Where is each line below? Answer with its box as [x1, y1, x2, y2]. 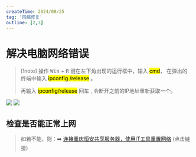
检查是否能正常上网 [6, 119, 76, 129]
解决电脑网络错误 [6, 47, 90, 60]
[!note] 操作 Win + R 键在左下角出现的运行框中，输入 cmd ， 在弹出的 [20, 67, 188, 74]
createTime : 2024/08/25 [6, 8, 65, 15]
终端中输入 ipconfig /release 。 [20, 75, 96, 82]
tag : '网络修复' [6, 14, 43, 20]
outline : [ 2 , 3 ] [6, 19, 44, 25]
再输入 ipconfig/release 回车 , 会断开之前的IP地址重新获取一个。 [20, 87, 176, 94]
